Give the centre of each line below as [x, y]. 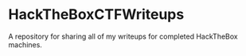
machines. [25, 44]
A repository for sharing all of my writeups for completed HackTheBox [123, 36]
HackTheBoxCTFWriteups [96, 15]
